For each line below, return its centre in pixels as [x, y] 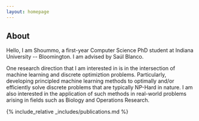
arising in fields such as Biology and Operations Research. [78, 100]
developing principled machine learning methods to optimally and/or [90, 81]
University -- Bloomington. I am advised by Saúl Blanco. [75, 57]
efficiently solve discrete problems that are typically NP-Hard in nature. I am [99, 87]
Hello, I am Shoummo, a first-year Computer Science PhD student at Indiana [100, 50]
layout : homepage [28, 12]
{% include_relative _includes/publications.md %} [67, 112]
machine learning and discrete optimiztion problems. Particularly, [86, 75]
